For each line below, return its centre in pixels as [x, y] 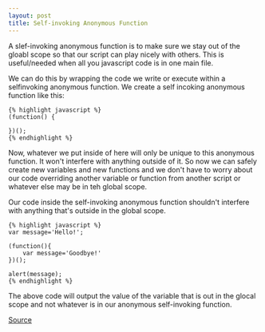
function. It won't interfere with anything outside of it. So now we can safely [133, 161]
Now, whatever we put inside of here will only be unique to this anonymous [132, 152]
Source [20, 319]
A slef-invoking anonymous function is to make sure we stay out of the [125, 45]
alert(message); [35, 274]
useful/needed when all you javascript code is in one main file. [111, 63]
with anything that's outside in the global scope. [87, 210]
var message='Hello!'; [46, 232]
